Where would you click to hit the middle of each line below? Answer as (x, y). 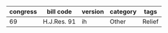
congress (23, 11)
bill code (60, 11)
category (123, 11)
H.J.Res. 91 (59, 22)
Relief (150, 22)
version (93, 11)
